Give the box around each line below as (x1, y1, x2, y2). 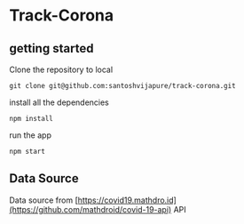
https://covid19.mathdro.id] (77, 195, 177, 205)
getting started (9, 41, 94, 56)
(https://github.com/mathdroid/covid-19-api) (9, 204, 172, 214)
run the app (9, 130, 51, 140)
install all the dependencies (9, 97, 109, 108)
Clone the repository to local (9, 64, 114, 75)
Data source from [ (9, 195, 78, 205)
